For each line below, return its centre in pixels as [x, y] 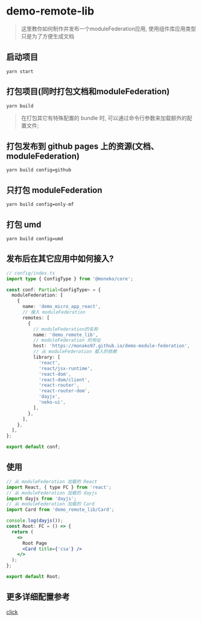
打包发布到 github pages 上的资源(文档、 [83, 146]
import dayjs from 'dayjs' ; [42, 498]
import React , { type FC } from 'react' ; [59, 487]
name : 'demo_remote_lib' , [65, 335]
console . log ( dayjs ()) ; [35, 521]
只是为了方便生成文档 [47, 36]
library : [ [47, 357]
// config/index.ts [31, 273]
